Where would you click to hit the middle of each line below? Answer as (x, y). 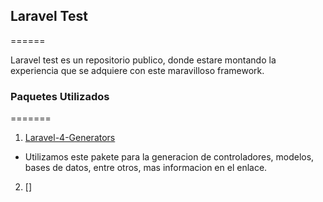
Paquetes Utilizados (60, 96)
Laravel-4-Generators (70, 138)
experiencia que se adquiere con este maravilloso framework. (137, 70)
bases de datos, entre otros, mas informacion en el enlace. (146, 168)
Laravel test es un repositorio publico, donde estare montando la (143, 60)
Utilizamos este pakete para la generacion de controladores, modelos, (169, 157)
